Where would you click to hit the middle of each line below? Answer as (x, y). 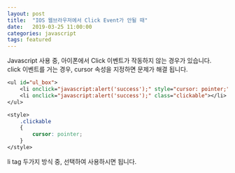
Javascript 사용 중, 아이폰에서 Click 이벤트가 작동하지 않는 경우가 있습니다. (109, 61)
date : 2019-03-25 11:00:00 (50, 27)
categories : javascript (42, 33)
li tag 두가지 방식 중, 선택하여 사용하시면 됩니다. (72, 161)
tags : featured (29, 40)
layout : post (26, 14)
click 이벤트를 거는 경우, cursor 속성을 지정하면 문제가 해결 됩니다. (98, 69)
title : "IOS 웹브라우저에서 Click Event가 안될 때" (78, 20)
